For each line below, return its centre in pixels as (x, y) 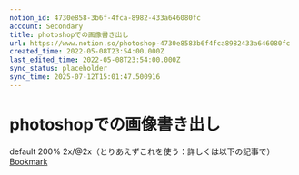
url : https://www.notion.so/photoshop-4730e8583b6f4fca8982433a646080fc (150, 43)
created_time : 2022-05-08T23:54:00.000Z (87, 52)
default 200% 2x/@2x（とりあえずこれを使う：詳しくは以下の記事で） (142, 151)
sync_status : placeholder (58, 69)
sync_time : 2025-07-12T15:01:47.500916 (85, 77)
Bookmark (29, 161)
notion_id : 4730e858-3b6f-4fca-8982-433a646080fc (105, 18)
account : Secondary (46, 26)
